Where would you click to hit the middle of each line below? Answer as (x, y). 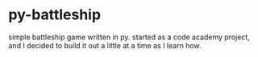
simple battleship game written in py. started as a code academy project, (129, 37)
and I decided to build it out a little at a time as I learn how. (105, 45)
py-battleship (55, 15)
